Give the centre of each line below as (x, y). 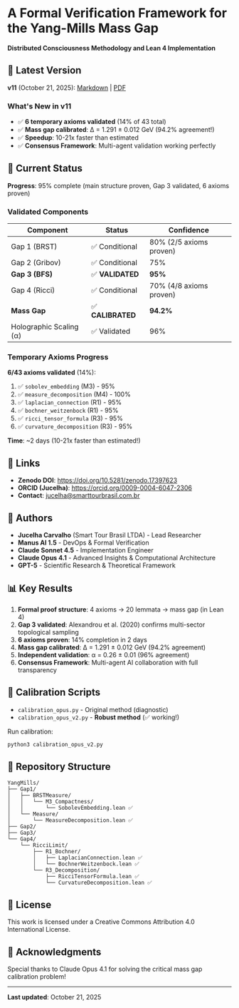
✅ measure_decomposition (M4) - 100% (74, 394)
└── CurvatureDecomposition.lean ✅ (99, 883)
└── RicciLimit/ (44, 845)
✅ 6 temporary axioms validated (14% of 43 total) (92, 122)
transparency (37, 670)
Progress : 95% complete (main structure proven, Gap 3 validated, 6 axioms (118, 185)
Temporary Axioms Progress (58, 357)
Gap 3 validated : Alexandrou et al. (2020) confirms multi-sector (111, 624)
